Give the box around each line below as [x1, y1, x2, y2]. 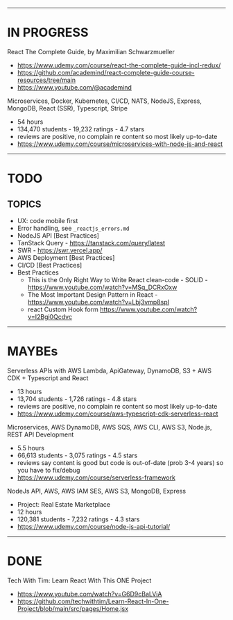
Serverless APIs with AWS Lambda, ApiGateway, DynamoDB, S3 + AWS [7, 366, 212, 375]
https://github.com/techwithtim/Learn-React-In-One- [17, 597, 169, 605]
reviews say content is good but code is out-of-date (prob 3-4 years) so [17, 458, 224, 466]
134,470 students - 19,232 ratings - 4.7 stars [17, 124, 144, 133]
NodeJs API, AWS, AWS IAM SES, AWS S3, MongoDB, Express [7, 487, 186, 495]
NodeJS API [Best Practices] [17, 231, 99, 240]
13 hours [17, 387, 42, 395]
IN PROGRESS [7, 25, 89, 40]
